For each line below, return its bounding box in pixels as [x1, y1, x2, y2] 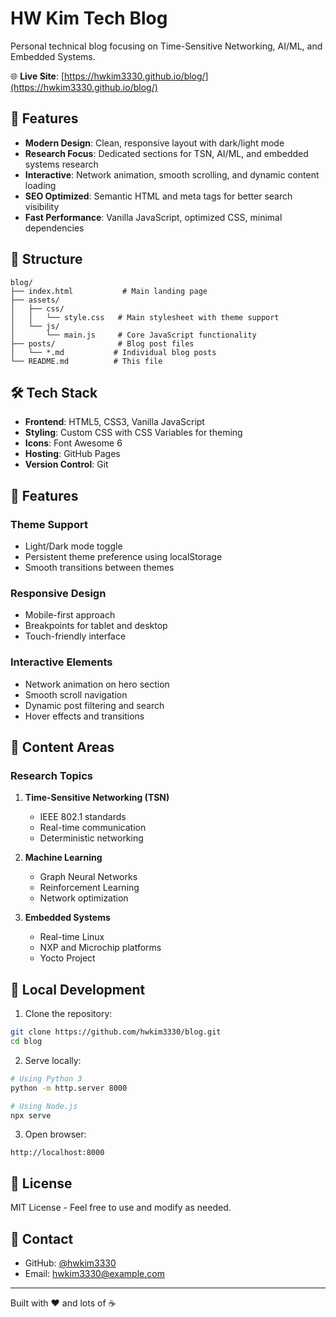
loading [24, 179, 57, 191]
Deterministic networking [39, 832, 144, 844]
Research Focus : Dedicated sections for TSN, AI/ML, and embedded [24, 147, 309, 159]
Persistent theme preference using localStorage [24, 551, 223, 563]
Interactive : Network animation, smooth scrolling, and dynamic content [24, 168, 320, 181]
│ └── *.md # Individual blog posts [10, 347, 217, 357]
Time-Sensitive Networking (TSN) [24, 792, 170, 804]
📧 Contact [10, 1230, 74, 1247]
